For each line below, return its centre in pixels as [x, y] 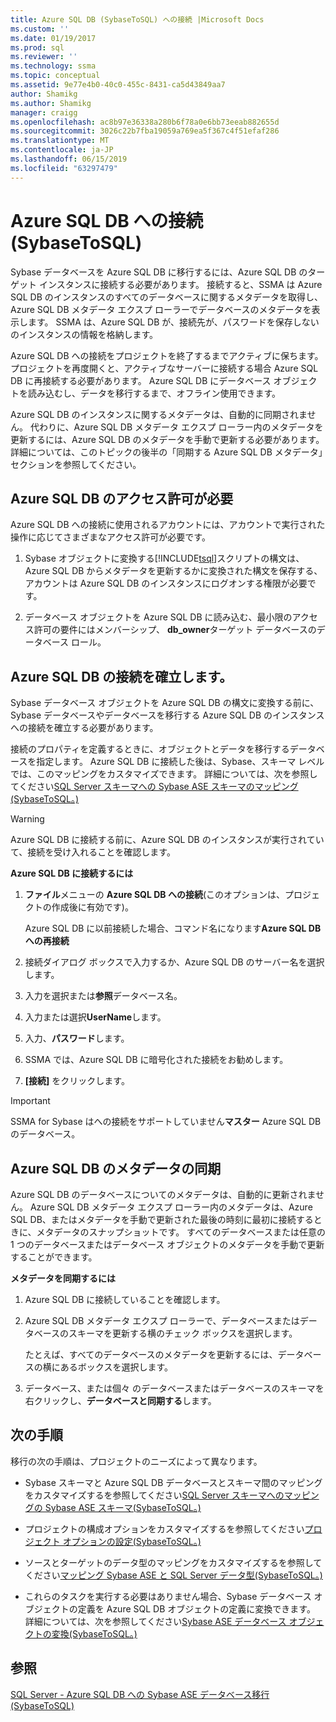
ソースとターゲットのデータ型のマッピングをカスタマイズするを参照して [173, 1562]
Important [30, 1101]
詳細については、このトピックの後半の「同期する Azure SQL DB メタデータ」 [166, 452]
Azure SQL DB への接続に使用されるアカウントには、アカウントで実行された [168, 525]
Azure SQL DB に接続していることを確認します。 [125, 1299]
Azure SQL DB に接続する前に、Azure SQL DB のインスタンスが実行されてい [167, 840]
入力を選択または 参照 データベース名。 [103, 996]
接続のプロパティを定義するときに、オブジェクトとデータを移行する [150, 749]
